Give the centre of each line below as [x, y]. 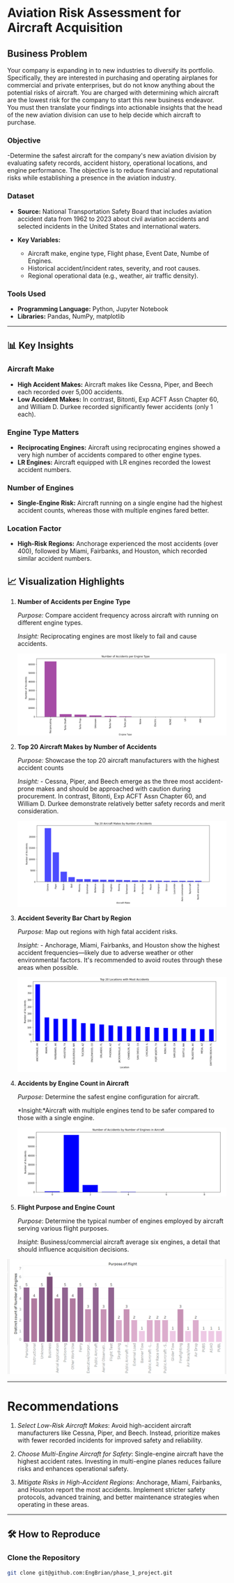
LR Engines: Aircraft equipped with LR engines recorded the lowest [114, 462]
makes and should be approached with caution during [114, 789]
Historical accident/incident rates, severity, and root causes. [114, 268]
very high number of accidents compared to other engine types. [109, 454]
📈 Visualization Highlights [66, 581]
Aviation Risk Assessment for [94, 13]
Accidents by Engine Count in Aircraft [73, 1083]
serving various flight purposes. [63, 1228]
